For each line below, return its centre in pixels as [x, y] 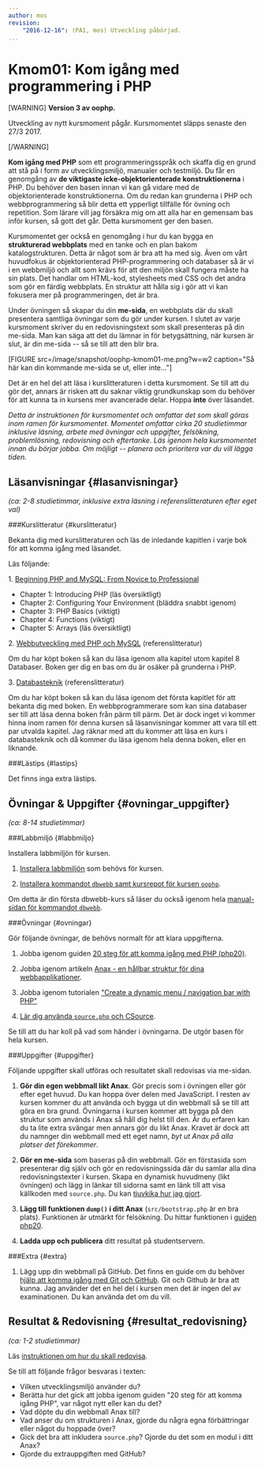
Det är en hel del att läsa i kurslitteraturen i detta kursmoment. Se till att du [129, 383]
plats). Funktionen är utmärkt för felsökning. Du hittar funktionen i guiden [138, 1217]
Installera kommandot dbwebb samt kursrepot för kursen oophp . [120, 884]
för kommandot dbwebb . [65, 907]
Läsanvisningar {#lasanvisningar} [93, 482]
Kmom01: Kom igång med [94, 69]
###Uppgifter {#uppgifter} [51, 1055]
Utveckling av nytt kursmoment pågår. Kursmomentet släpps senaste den [127, 123]
